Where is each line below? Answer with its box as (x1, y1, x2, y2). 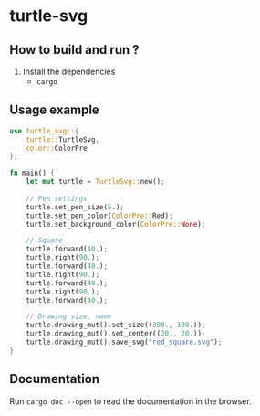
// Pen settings (26, 194, 88, 203)
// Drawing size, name (26, 312, 112, 321)
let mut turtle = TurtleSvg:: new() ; (26, 177, 166, 187)
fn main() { (9, 168, 55, 178)
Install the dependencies (22, 66, 116, 77)
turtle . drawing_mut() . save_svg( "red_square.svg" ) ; (26, 337, 223, 347)
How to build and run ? (9, 42, 140, 58)
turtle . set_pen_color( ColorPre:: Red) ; (26, 211, 173, 220)
